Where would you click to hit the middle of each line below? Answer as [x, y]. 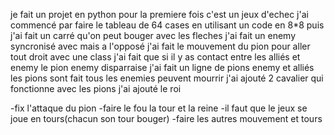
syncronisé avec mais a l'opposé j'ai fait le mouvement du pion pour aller [160, 46]
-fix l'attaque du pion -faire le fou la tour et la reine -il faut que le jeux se [159, 108]
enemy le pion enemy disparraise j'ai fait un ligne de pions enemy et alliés [162, 67]
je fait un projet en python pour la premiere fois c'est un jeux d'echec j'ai [159, 14]
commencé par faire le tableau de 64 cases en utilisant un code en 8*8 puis [167, 25]
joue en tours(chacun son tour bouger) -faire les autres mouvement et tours [166, 118]
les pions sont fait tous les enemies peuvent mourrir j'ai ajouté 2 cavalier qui [167, 78]
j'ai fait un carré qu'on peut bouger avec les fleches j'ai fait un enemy [153, 35]
